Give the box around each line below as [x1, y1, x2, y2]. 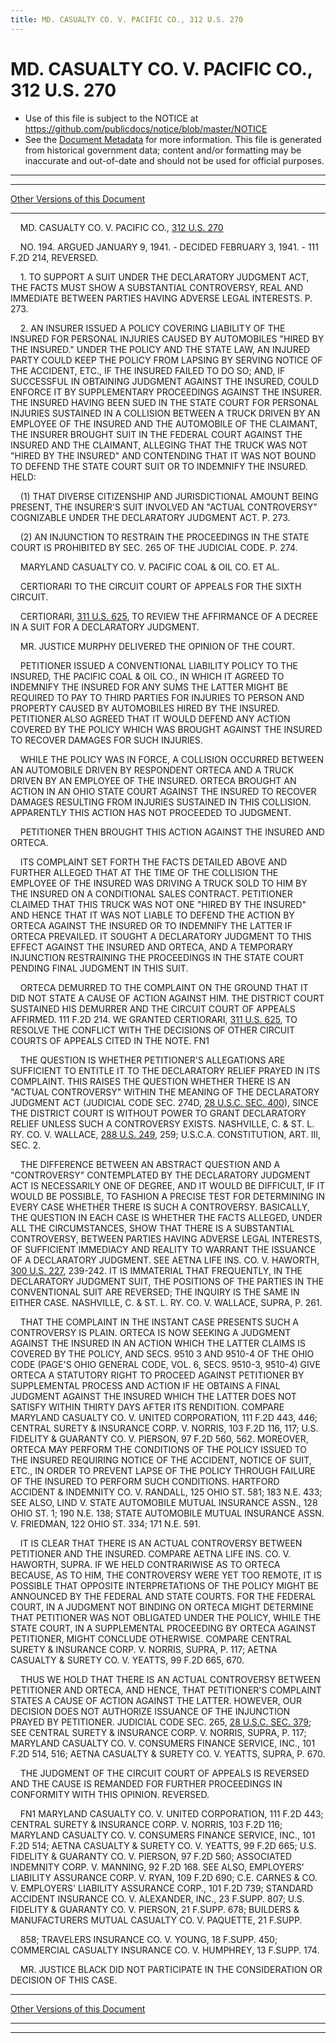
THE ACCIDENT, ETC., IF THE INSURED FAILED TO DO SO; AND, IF [10, 364, 286, 376]
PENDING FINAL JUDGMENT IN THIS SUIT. [10, 962, 189, 974]
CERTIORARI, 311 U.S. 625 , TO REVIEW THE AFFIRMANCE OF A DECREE [19, 610, 318, 622]
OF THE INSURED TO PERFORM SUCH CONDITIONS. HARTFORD [10, 1475, 280, 1487]
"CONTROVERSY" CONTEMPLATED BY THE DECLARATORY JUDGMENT [10, 1169, 311, 1181]
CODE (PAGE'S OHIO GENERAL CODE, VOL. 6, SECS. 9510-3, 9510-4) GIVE [10, 1358, 321, 1370]
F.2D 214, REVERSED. [10, 251, 99, 263]
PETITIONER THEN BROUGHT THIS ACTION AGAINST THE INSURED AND [19, 826, 325, 838]
